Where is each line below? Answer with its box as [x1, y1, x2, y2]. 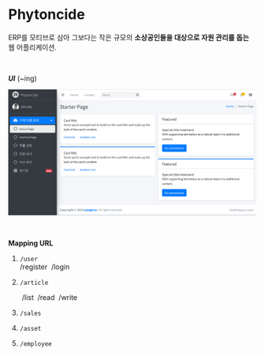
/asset [19, 325, 42, 333]
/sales [19, 309, 42, 317]
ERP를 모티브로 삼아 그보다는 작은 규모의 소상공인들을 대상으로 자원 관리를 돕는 [8, 32, 250, 42]
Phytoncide [8, 6, 85, 24]
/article [19, 279, 49, 287]
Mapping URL [8, 238, 54, 248]
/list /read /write [21, 293, 78, 302]
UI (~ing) [8, 73, 37, 83]
